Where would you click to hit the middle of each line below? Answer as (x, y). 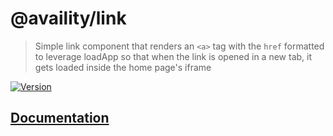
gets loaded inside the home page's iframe (123, 67)
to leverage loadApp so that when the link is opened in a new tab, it (173, 56)
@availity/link (68, 18)
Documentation (60, 118)
